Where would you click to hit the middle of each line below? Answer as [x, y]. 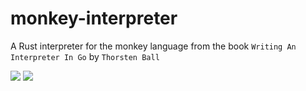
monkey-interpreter [94, 18]
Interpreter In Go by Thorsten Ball [85, 56]
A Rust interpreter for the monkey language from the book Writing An [153, 46]
